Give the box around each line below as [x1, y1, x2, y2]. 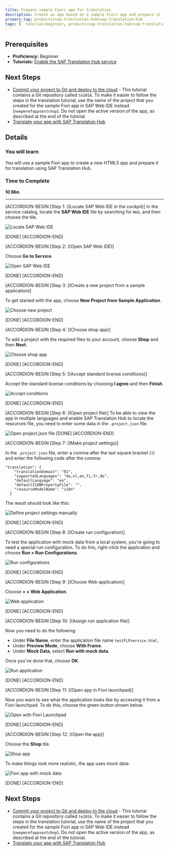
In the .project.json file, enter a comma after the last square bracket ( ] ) [5, 449, 155, 455]
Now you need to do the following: [5, 627, 76, 633]
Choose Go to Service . [5, 253, 53, 259]
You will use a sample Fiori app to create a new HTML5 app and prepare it [5, 159, 158, 166]
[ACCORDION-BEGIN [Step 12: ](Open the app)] [5, 731, 104, 737]
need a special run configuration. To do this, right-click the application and [5, 544, 160, 550]
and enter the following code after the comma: [5, 455, 102, 461]
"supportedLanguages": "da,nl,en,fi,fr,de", [14, 474, 109, 479]
